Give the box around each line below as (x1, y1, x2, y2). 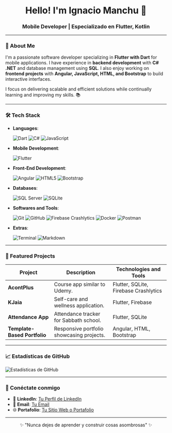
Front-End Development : (12, 165, 67, 171)
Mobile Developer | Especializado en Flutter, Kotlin (22, 23, 150, 30)
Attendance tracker (54, 311, 101, 318)
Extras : (12, 225, 29, 231)
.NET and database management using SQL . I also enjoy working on (5, 65, 149, 71)
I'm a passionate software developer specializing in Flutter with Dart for (5, 54, 157, 60)
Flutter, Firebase (112, 299, 152, 306)
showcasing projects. (54, 332, 105, 339)
